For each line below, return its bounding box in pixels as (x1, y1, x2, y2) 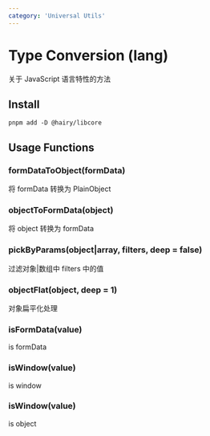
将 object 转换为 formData (8, 224, 95, 234)
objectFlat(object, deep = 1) (8, 284, 118, 295)
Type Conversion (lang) (8, 46, 169, 64)
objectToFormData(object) (8, 204, 114, 215)
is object (8, 418, 37, 428)
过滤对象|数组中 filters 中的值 (8, 263, 104, 273)
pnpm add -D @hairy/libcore (8, 119, 103, 127)
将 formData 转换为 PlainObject (8, 184, 111, 194)
